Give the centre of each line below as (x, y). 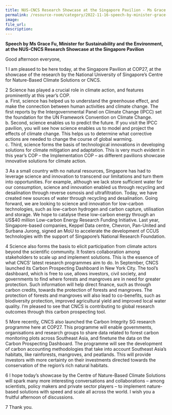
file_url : (16, 24)
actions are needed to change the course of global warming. (69, 139)
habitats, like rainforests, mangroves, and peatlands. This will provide (78, 354)
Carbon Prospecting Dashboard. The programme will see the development (84, 344)
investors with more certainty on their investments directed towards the (81, 360)
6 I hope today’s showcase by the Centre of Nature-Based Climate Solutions (85, 375)
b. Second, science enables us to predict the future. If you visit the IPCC (81, 123)
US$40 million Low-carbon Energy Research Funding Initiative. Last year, (82, 220)
